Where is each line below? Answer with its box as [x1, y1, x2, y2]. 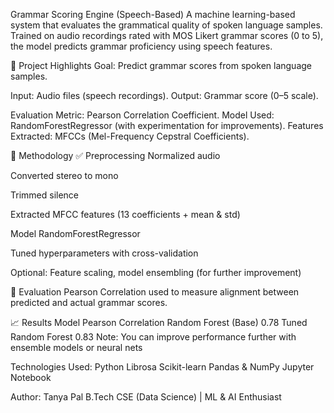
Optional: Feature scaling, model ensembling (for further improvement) [10, 267, 302, 278]
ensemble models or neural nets [10, 342, 143, 353]
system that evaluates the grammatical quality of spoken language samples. [10, 19, 323, 31]
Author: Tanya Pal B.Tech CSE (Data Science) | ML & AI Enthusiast [10, 391, 282, 403]
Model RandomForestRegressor [10, 228, 141, 239]
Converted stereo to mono [10, 170, 119, 181]
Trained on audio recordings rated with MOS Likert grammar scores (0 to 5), [10, 30, 324, 41]
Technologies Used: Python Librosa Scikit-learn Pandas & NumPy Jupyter [10, 361, 315, 373]
